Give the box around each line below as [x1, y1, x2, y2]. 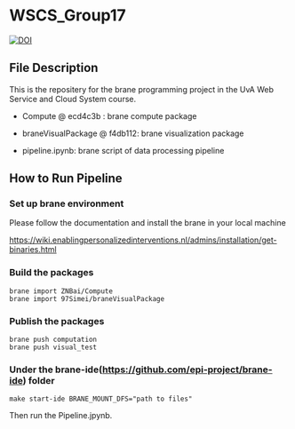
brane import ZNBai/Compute [9, 286, 114, 296]
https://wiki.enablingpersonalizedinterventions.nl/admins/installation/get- [9, 234, 277, 245]
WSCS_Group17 [9, 5, 126, 26]
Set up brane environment [9, 197, 124, 210]
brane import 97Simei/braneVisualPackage [9, 294, 165, 303]
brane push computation [9, 335, 98, 345]
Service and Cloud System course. [9, 93, 137, 104]
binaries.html [9, 244, 57, 255]
